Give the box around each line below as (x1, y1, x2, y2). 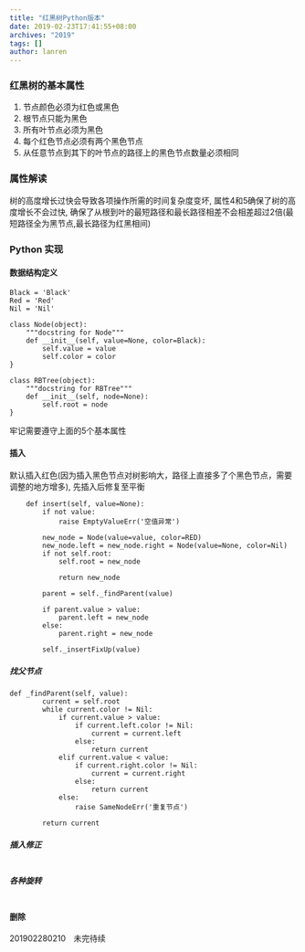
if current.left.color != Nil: (74, 721, 195, 731)
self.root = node (42, 399, 108, 409)
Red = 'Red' (9, 296, 55, 305)
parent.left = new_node (58, 613, 149, 622)
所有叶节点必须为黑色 (22, 124, 103, 135)
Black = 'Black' (9, 288, 71, 297)
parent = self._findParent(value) (42, 589, 174, 598)
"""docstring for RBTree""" (26, 384, 132, 393)
